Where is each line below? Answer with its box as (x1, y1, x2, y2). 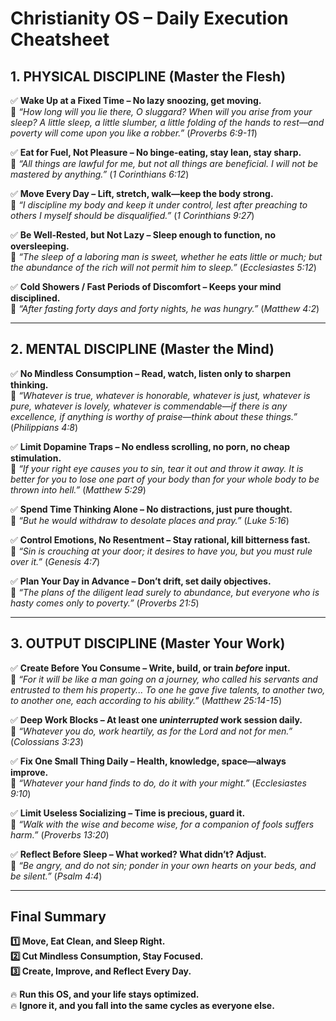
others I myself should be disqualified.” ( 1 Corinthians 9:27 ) (10, 210, 255, 221)
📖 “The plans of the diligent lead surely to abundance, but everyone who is (10, 586, 320, 598)
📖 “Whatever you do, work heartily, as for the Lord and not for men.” (10, 725, 293, 737)
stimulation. (10, 452, 62, 464)
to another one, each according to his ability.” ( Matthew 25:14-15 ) (10, 694, 282, 706)
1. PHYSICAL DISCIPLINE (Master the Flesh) (10, 68, 287, 85)
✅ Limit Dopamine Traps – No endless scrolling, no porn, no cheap (10, 440, 290, 452)
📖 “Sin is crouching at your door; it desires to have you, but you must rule (10, 545, 313, 557)
